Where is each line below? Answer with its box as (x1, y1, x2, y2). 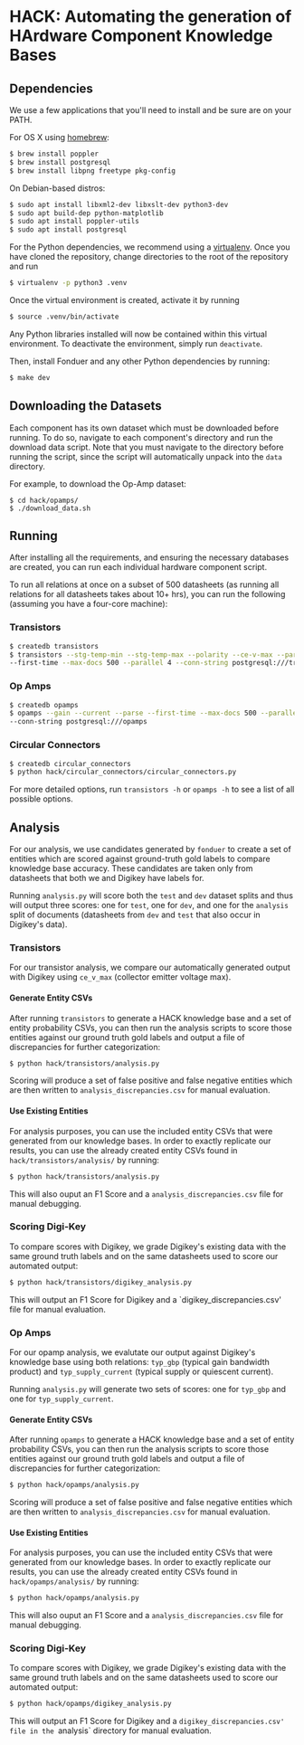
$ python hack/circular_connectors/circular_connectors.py (9, 767, 237, 777)
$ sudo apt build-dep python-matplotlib (9, 208, 165, 218)
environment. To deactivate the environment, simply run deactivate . (9, 337, 263, 349)
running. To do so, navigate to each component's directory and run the (9, 432, 273, 442)
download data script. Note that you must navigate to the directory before (9, 441, 284, 452)
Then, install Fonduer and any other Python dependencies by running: (9, 356, 271, 366)
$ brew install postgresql (9, 157, 111, 166)
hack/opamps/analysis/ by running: (9, 1576, 139, 1587)
